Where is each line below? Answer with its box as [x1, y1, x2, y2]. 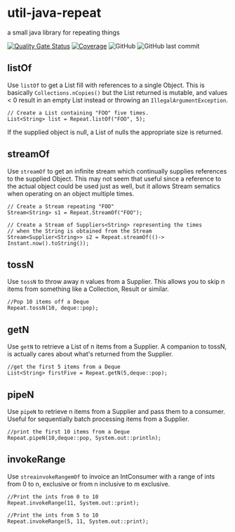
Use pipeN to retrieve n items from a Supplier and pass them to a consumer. [7, 408, 226, 415]
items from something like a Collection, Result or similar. [7, 285, 170, 293]
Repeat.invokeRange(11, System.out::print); [7, 499, 140, 507]
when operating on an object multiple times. [7, 189, 135, 197]
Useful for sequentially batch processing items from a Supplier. [7, 415, 189, 423]
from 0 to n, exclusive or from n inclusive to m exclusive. [7, 479, 170, 488]
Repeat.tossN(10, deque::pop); [7, 304, 99, 312]
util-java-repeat [7, 5, 102, 21]
